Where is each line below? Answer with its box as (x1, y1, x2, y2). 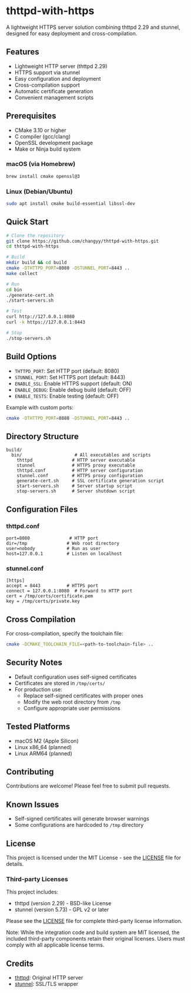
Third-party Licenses (6, 875, 69, 883)
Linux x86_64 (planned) (14, 743, 72, 750)
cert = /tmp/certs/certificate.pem (6, 593, 93, 599)
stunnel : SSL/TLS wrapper (14, 981, 79, 988)
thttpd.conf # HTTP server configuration (16, 468, 143, 474)
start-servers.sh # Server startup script (16, 483, 133, 489)
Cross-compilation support (14, 81, 81, 88)
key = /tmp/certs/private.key (6, 598, 81, 604)
